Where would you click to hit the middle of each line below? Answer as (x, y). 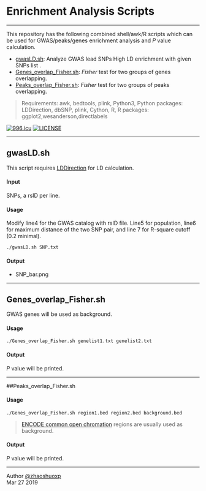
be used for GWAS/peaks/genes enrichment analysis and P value (89, 40)
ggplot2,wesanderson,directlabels (64, 116)
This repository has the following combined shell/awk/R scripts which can (100, 34)
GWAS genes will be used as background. (59, 314)
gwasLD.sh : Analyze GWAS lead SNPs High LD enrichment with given (103, 59)
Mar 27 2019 (22, 482)
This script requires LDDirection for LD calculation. (70, 168)
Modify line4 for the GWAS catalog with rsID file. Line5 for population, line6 (101, 223)
